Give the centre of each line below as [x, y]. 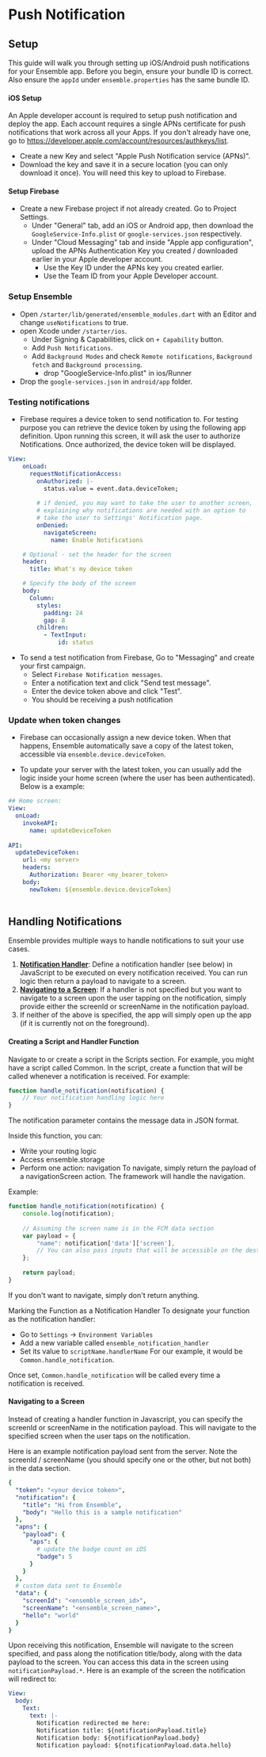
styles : [49, 605]
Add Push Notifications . [72, 347]
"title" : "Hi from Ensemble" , [72, 1505]
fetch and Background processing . [87, 364]
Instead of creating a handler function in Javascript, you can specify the [126, 1419]
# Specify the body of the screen [79, 584]
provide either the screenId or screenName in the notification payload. [134, 1007]
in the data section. [40, 1468]
